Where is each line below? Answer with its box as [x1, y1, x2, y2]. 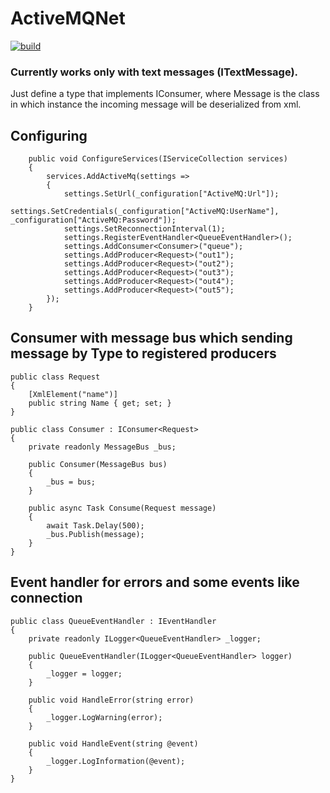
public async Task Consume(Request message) [28, 503, 217, 513]
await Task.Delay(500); [46, 520, 145, 531]
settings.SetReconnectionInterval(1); [63, 224, 226, 234]
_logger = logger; [46, 668, 123, 679]
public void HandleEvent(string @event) [28, 738, 199, 749]
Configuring [10, 127, 88, 144]
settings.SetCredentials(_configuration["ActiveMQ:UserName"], [10, 207, 280, 217]
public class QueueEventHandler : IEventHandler [10, 616, 217, 626]
